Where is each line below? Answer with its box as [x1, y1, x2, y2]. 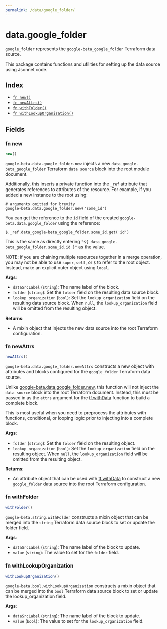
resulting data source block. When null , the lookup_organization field [12, 300, 157, 306]
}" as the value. [72, 244, 105, 250]
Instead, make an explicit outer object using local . [5, 264, 110, 270]
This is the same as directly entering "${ [5, 238, 89, 244]
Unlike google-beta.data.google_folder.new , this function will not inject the [5, 384, 159, 390]
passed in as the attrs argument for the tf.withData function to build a [5, 395, 150, 401]
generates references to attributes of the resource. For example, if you [5, 186, 151, 192]
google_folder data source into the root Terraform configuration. [12, 481, 147, 487]
